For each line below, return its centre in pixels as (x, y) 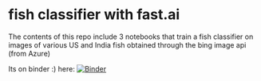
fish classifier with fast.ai (94, 15)
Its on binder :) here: (42, 68)
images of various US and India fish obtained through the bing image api (127, 44)
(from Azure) (29, 53)
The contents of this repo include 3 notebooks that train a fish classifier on (131, 37)
